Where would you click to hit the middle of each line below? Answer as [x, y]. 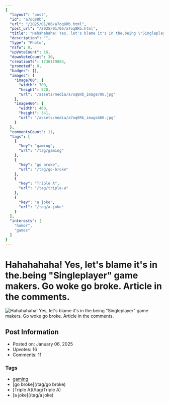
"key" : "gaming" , [37, 146]
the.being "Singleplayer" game [72, 275]
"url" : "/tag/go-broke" [44, 169]
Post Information [32, 332]
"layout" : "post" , [29, 15]
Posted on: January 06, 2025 [43, 344]
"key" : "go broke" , [39, 164]
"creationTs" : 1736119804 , [38, 62]
